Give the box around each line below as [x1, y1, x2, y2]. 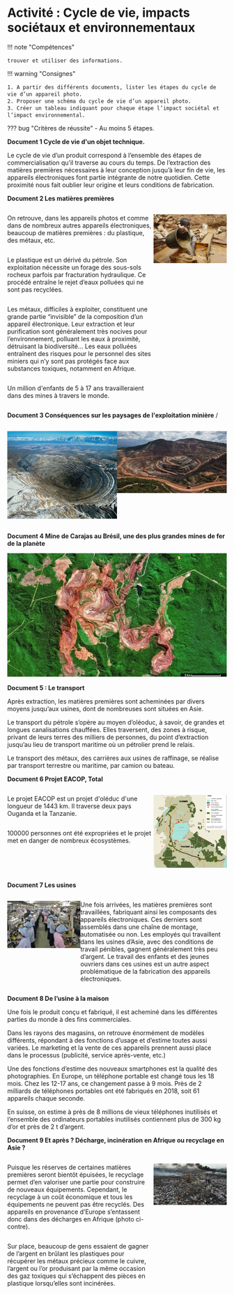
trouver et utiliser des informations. [7, 57, 123, 64]
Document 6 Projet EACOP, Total [7, 775, 103, 783]
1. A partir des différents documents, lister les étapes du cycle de [7, 84, 217, 91]
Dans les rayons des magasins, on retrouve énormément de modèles [7, 1029, 205, 1037]
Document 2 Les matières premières [7, 194, 115, 202]
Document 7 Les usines [7, 881, 77, 889]
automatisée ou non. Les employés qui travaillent [80, 930, 221, 939]
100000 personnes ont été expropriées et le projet [7, 829, 152, 838]
